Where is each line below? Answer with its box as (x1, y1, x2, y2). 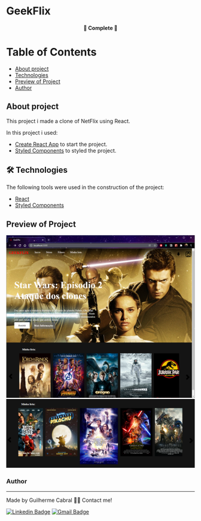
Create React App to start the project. (14, 141, 108, 148)
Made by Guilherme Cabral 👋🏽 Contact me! (6, 496, 112, 504)
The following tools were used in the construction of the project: (6, 184, 165, 191)
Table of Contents (6, 45, 97, 59)
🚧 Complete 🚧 (83, 24, 118, 31)
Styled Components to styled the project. (14, 147, 117, 154)
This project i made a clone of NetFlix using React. (6, 117, 130, 124)
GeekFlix (6, 4, 51, 18)
